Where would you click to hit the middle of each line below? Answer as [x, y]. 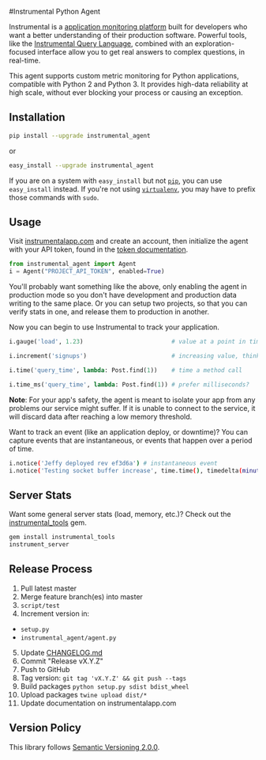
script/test [40, 606]
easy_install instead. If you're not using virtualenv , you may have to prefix [132, 188]
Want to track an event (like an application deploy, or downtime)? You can [128, 431]
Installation [37, 118]
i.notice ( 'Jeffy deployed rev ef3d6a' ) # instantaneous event [113, 463]
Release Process [51, 569]
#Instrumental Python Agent [55, 11]
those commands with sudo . [54, 197]
